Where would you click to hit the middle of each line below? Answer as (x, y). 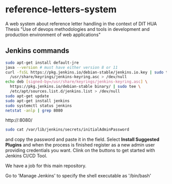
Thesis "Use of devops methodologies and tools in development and (78, 29)
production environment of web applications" (53, 34)
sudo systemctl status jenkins (39, 106)
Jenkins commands (37, 51)
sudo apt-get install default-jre (42, 63)
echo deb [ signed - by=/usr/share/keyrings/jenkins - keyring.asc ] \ (76, 82)
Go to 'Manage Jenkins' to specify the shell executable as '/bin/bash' (78, 176)
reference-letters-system (61, 10)
